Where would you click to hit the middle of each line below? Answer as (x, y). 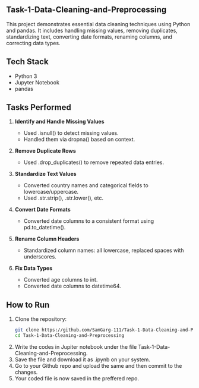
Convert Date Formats (42, 210)
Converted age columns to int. (61, 280)
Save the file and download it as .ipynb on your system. (82, 359)
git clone (27, 330)
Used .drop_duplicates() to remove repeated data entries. (94, 162)
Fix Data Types (34, 268)
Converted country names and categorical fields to (86, 185)
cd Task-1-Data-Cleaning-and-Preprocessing (70, 336)
